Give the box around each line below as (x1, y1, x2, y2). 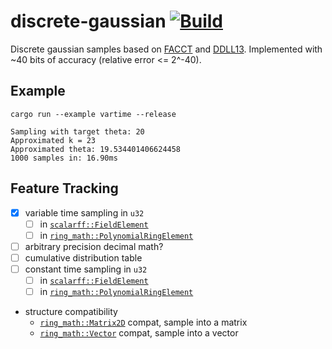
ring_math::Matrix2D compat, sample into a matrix (39, 316, 248, 329)
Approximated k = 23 (10, 135, 97, 145)
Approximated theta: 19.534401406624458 (10, 144, 182, 154)
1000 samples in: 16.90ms (10, 153, 118, 163)
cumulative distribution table (24, 251, 143, 264)
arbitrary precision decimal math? (24, 240, 164, 252)
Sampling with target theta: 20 (10, 126, 145, 137)
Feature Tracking (10, 180, 119, 197)
